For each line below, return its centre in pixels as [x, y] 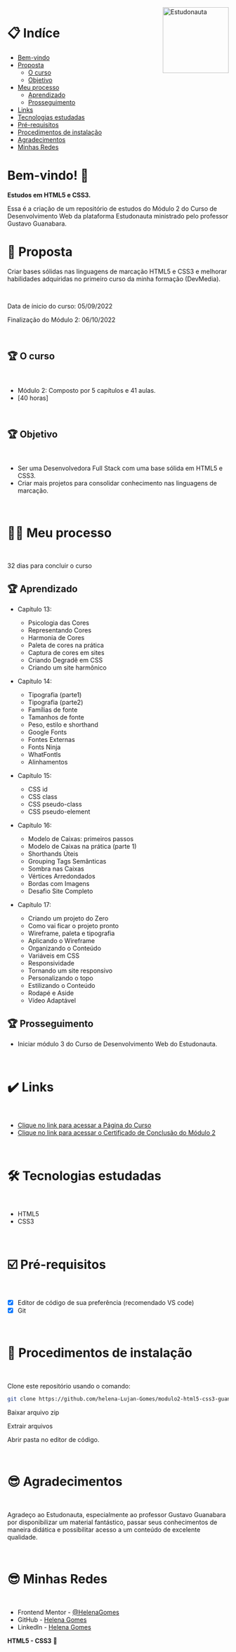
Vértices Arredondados [62, 876]
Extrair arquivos [30, 1426]
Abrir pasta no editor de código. [53, 1439]
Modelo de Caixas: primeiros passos [81, 839]
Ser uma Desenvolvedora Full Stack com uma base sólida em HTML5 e [120, 468]
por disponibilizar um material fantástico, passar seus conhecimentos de [112, 1522]
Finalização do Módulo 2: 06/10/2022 [61, 320]
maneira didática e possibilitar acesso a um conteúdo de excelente [104, 1529]
